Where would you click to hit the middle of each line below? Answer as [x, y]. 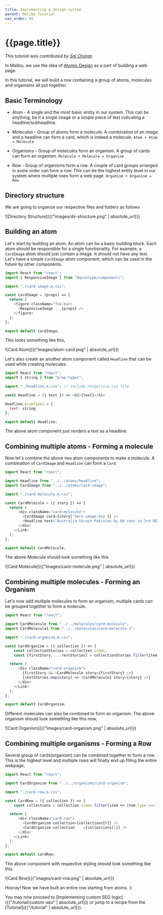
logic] [117, 897]
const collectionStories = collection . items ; [61, 651]
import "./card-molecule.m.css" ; [39, 494]
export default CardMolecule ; [36, 548]
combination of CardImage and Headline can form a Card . [61, 463]
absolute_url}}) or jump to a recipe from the [102, 902]
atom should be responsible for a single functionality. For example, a [73, 248]
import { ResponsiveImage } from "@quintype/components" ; [65, 278]
